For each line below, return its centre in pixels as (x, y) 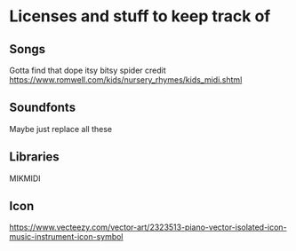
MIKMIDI (25, 178)
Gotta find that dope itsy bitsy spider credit (88, 70)
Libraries (34, 157)
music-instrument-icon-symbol (66, 237)
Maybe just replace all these (61, 129)
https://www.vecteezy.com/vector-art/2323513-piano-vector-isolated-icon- (148, 227)
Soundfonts (43, 108)
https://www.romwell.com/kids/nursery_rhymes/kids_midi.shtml (126, 80)
